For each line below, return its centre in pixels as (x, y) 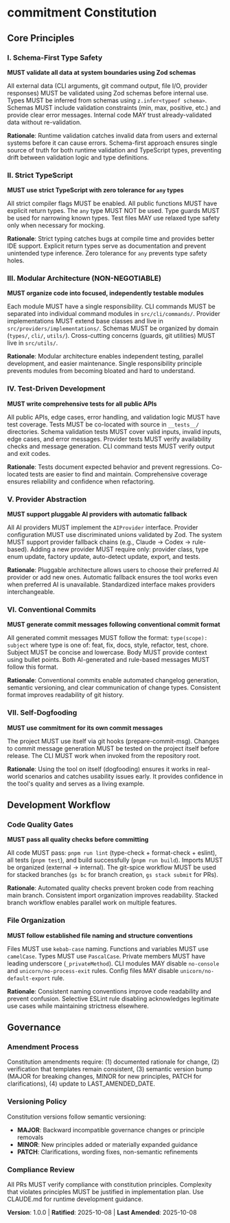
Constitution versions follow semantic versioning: (77, 1117)
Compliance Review (41, 1169)
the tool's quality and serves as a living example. (76, 784)
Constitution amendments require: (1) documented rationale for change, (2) (113, 1062)
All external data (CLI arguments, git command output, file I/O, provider (107, 85)
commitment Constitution (82, 13)
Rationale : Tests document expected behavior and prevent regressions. (109, 467)
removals (30, 1137)
